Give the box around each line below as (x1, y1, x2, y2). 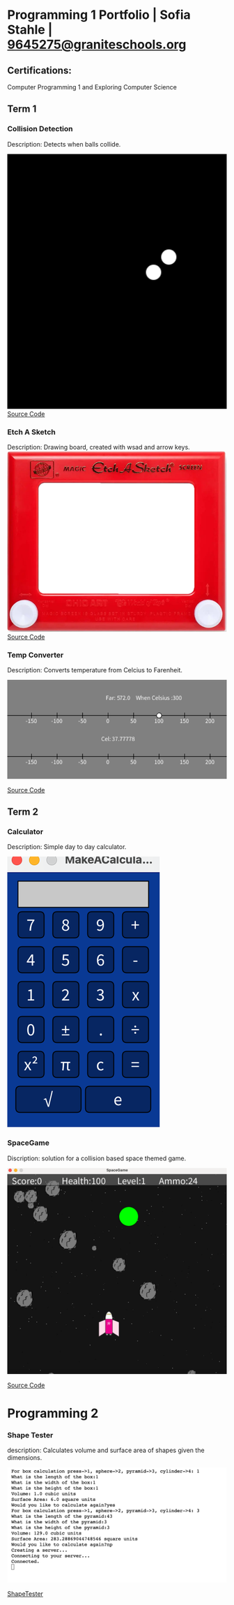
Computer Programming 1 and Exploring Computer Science (7, 83, 178, 91)
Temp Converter (7, 650, 64, 660)
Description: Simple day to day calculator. (7, 843, 127, 851)
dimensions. (7, 1454, 42, 1462)
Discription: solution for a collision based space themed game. (7, 1154, 187, 1162)
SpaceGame (7, 1138, 50, 1148)
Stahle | (7, 22, 53, 38)
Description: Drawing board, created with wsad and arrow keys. (7, 443, 190, 452)
